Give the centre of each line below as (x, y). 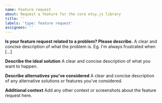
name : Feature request (28, 9)
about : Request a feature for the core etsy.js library (63, 14)
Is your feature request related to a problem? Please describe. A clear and (81, 41)
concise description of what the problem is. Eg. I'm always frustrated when (81, 47)
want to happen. (21, 67)
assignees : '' (20, 28)
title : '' (15, 18)
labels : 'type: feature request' (39, 23)
